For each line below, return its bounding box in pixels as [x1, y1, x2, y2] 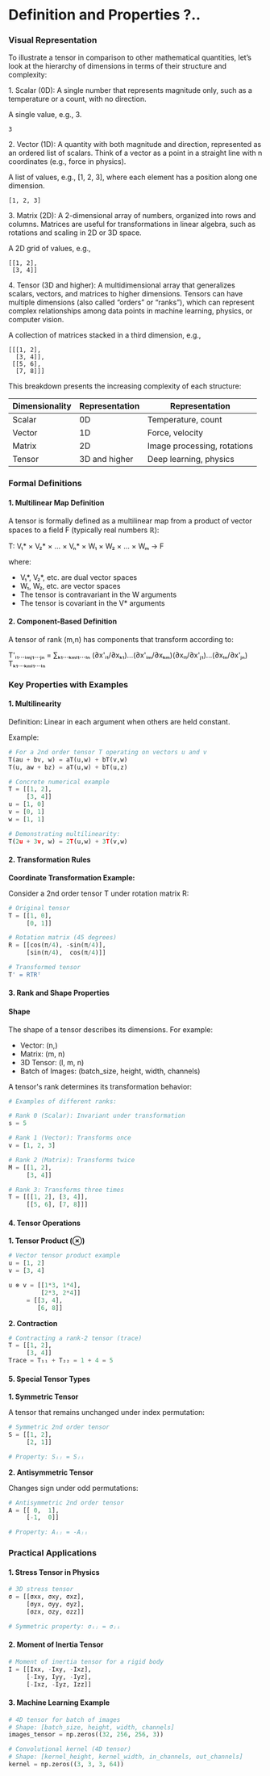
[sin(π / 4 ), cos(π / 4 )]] [26, 949, 106, 957]
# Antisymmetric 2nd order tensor [8, 1498, 125, 1507]
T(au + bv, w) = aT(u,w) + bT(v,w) [8, 755, 128, 764]
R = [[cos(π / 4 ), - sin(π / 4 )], [8, 941, 106, 950]
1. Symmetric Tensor [8, 1392, 79, 1402]
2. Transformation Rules [8, 854, 91, 865]
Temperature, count [147, 414, 222, 426]
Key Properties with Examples [8, 678, 129, 690]
